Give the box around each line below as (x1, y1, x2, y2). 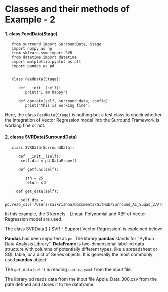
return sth (25, 180, 48, 185)
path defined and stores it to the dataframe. (5, 281, 95, 287)
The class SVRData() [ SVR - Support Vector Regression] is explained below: (5, 226, 163, 232)
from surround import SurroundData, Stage (11, 42, 101, 47)
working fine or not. (5, 122, 46, 128)
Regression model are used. (5, 216, 63, 222)
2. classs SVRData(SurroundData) (5, 134, 77, 140)
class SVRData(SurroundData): (11, 145, 75, 150)
